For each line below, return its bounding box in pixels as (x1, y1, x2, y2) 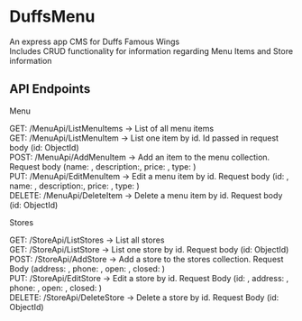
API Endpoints (9, 81, 91, 96)
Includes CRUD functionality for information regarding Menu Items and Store (9, 45, 294, 56)
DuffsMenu (9, 6, 96, 27)
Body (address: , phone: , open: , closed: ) (9, 263, 165, 274)
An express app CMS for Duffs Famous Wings (9, 36, 180, 47)
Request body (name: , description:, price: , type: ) (9, 160, 197, 172)
